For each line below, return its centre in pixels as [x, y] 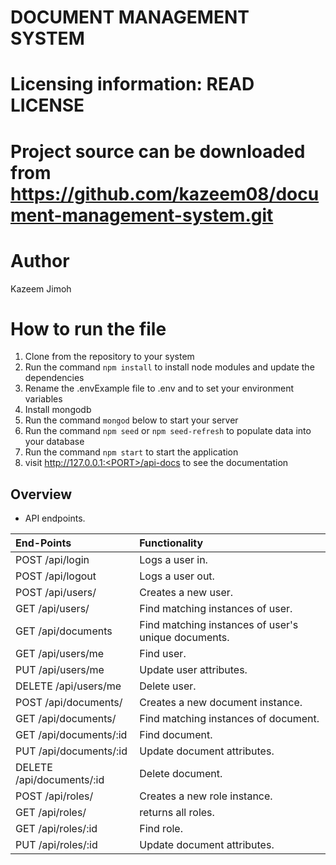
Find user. [163, 654]
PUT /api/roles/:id [56, 845]
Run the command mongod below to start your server [131, 420]
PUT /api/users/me [60, 670]
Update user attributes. [193, 670]
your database [54, 442]
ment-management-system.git [142, 215]
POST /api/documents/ [69, 703]
